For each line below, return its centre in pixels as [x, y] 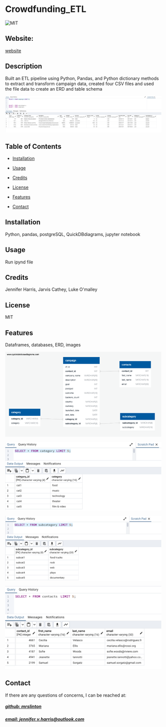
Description [24, 66]
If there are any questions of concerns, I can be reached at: [66, 695]
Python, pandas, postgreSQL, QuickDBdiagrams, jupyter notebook [73, 234]
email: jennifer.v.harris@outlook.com [45, 719]
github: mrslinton [24, 707]
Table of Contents [33, 146]
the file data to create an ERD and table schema [54, 89]
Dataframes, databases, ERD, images [43, 345]
